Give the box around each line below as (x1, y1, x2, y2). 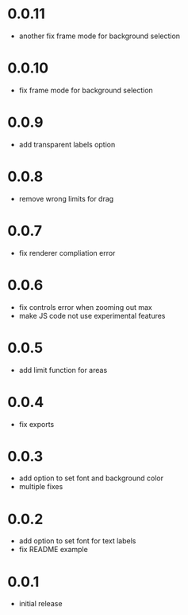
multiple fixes (18, 482, 63, 492)
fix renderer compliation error (18, 248, 116, 257)
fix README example (18, 545, 88, 554)
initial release (18, 599, 63, 609)
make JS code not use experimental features (18, 311, 166, 320)
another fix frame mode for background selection (18, 31, 180, 41)
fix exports (18, 419, 55, 429)
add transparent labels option (18, 139, 116, 149)
